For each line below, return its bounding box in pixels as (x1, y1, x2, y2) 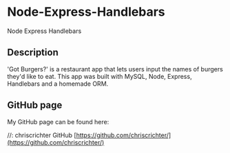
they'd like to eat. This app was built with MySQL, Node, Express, (7, 72, 192, 80)
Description (7, 47, 59, 58)
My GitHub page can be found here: (7, 117, 109, 126)
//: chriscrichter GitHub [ (7, 131, 77, 139)
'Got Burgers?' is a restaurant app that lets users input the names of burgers (7, 64, 224, 73)
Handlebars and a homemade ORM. (7, 80, 109, 88)
